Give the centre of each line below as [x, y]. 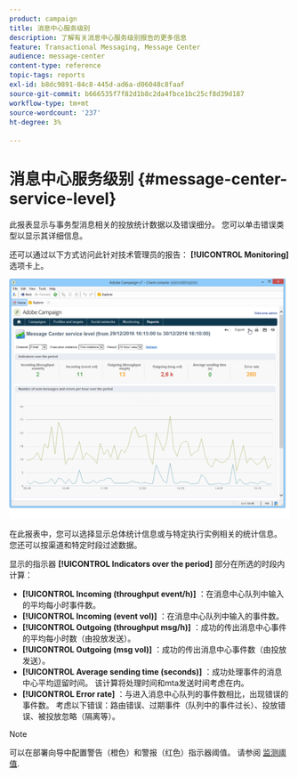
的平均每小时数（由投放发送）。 [79, 638]
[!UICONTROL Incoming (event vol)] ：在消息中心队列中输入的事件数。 [153, 616]
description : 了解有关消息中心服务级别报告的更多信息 [98, 37]
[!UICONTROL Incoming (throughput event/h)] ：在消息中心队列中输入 [153, 594]
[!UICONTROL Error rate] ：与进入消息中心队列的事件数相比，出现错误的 [155, 693]
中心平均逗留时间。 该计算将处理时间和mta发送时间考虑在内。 [135, 683]
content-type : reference [55, 66]
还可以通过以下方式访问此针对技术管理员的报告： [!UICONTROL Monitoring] [149, 255]
